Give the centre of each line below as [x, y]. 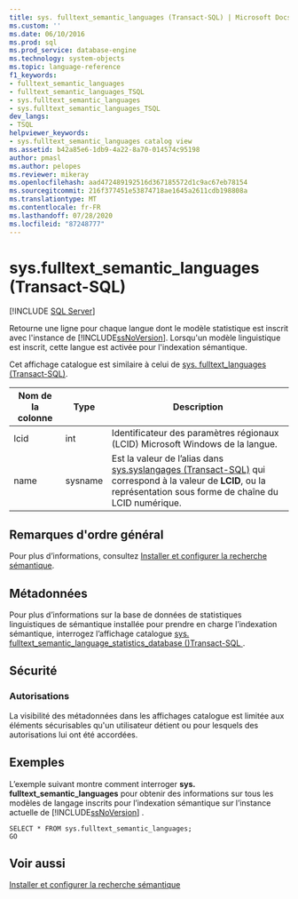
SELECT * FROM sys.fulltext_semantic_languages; [101, 828]
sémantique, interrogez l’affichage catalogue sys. [99, 634]
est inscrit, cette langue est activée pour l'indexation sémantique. [129, 347]
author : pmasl [35, 158]
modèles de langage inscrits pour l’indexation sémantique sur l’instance [140, 803]
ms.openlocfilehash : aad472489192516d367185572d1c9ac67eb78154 [129, 183]
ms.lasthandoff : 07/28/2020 [61, 215]
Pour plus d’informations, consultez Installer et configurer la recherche [138, 556]
